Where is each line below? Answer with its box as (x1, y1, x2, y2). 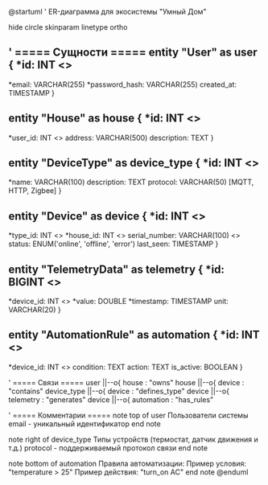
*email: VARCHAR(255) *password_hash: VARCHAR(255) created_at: (8, 80, 237, 89)
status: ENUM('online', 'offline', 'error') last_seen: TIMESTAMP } (8, 239, 219, 249)
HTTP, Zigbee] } (8, 186, 62, 195)
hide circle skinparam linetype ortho (8, 23, 128, 31)
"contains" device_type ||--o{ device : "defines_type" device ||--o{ (8, 386, 229, 396)
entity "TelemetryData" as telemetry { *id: (8, 262, 225, 276)
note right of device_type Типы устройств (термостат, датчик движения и (8, 434, 259, 444)
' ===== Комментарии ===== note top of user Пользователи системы (8, 410, 249, 420)
